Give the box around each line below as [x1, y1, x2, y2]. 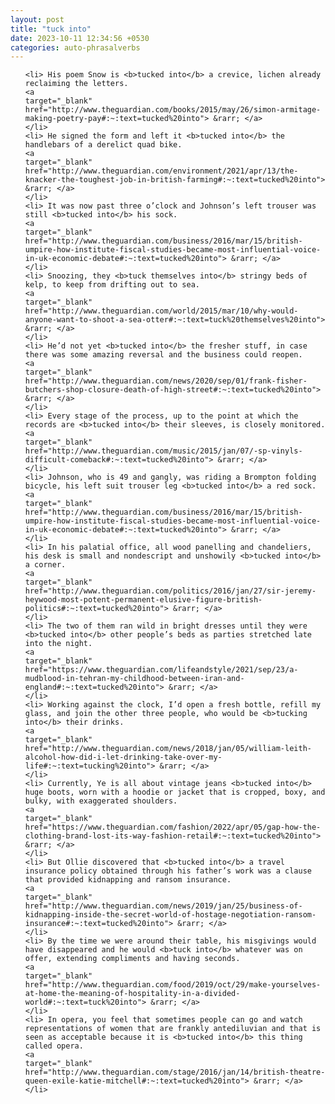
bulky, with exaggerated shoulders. [24, 796, 178, 806]
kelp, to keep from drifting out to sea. [24, 280, 200, 290]
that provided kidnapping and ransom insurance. [24, 875, 232, 885]
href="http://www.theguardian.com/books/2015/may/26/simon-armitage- [24, 105, 322, 115]
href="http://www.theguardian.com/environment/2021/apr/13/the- [24, 166, 299, 176]
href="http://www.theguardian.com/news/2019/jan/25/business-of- [24, 901, 303, 911]
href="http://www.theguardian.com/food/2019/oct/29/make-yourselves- [24, 980, 322, 990]
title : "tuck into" [10, 24, 92, 34]
